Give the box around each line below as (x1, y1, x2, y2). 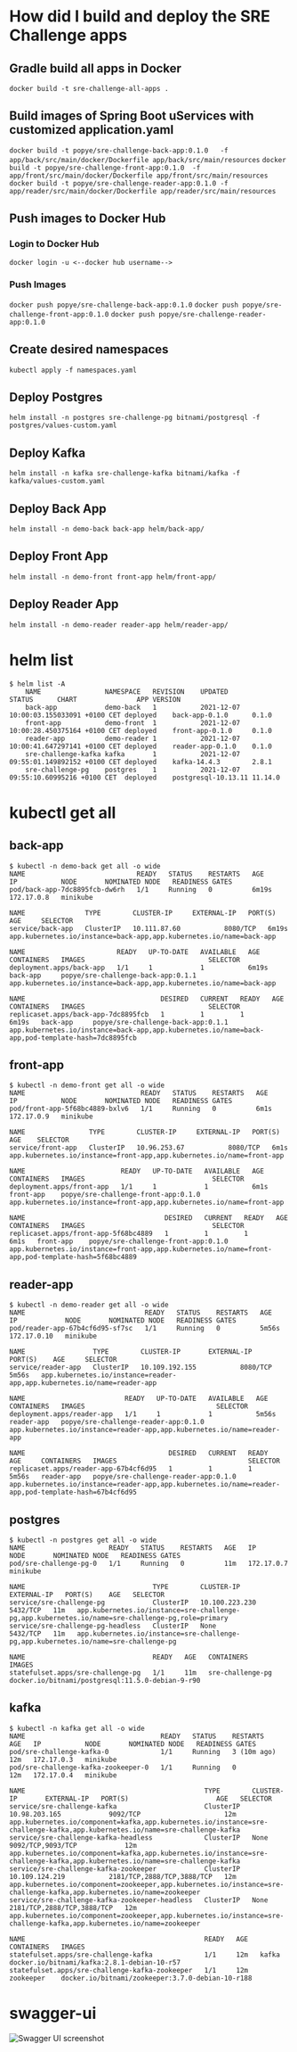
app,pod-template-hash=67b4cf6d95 (9, 1487, 138, 1497)
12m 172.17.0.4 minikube (9, 1770, 117, 1780)
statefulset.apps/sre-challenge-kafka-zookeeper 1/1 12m (9, 1965, 249, 1974)
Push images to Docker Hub (9, 211, 166, 227)
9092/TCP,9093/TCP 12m (9, 1841, 138, 1850)
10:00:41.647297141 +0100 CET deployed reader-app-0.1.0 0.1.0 (9, 742, 273, 751)
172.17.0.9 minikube (9, 1112, 93, 1121)
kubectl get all (9, 803, 116, 822)
